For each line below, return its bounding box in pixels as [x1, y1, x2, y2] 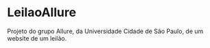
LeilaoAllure [7, 5, 77, 20]
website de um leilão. [7, 34, 67, 42]
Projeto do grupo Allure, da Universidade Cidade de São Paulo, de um [7, 27, 204, 35]
